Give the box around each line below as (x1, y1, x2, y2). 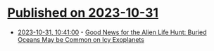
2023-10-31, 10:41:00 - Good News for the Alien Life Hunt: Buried (17, 28, 207, 36)
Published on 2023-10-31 (7, 5, 159, 21)
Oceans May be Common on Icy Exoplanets (17, 35, 144, 43)
